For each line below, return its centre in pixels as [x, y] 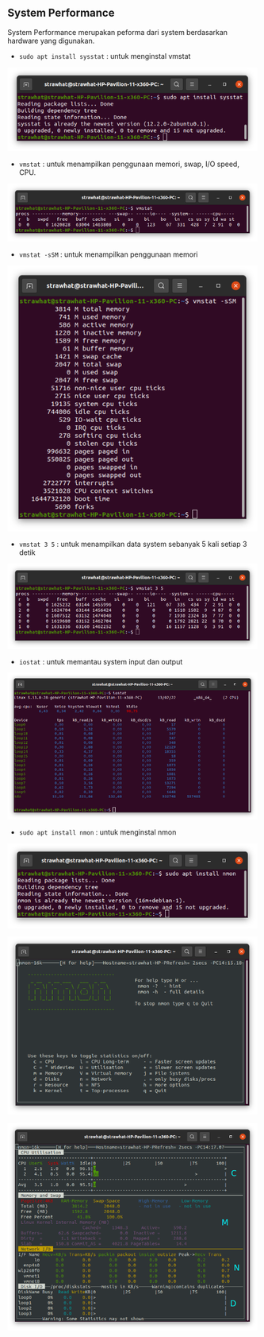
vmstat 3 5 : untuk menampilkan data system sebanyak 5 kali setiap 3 [133, 544]
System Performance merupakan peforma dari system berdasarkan [117, 32]
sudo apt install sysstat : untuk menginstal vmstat [105, 56]
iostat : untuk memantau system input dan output [101, 661]
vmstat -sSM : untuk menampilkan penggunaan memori [108, 254]
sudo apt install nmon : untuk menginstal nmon [98, 832]
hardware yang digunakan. [51, 41]
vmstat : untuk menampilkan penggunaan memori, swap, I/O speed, [129, 164]
